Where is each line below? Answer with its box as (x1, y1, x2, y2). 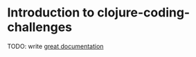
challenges (7, 19, 73, 35)
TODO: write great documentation (7, 42, 104, 50)
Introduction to (7, 5, 95, 21)
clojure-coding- (96, 5, 190, 21)
